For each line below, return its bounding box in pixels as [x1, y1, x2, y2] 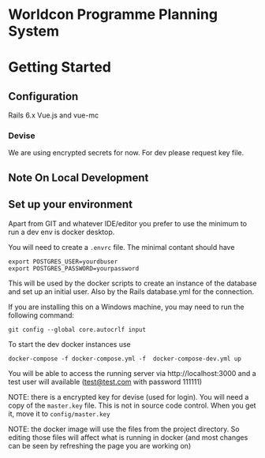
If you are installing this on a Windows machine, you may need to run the [8, 302, 244, 311]
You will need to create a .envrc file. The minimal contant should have [8, 242, 235, 251]
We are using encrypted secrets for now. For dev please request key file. [8, 148, 244, 158]
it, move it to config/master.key [8, 408, 110, 419]
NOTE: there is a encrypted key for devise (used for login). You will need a [8, 392, 249, 401]
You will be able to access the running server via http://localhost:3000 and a [8, 368, 256, 378]
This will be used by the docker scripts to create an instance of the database [8, 278, 257, 288]
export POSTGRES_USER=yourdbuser [8, 258, 118, 266]
